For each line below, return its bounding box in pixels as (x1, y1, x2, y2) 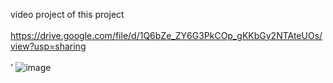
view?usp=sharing (10, 40, 87, 52)
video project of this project (10, 9, 125, 20)
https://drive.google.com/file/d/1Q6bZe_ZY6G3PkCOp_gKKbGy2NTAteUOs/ (10, 30, 323, 41)
